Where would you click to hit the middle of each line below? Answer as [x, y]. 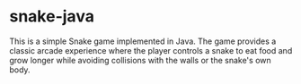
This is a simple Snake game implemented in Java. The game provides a [143, 41]
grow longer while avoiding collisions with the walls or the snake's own [140, 60]
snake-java [52, 17]
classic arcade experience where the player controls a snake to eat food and [151, 50]
